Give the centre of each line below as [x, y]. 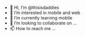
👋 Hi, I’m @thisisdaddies [34, 8]
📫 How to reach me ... [33, 28]
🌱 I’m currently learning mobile [41, 18]
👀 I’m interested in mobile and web [45, 13]
